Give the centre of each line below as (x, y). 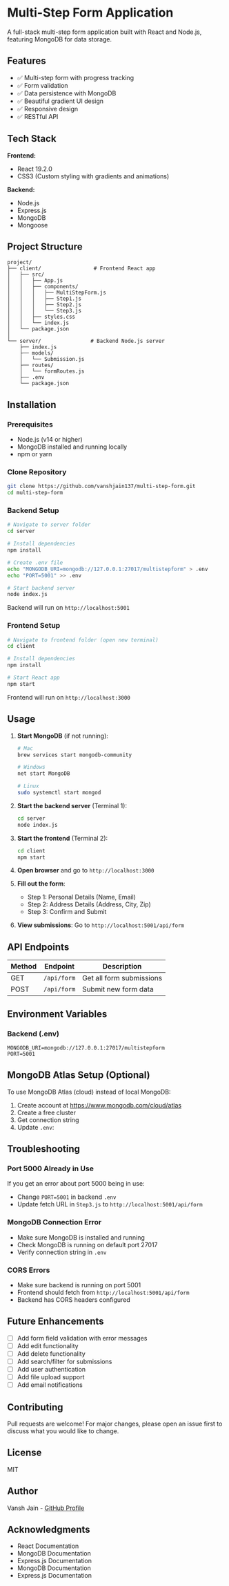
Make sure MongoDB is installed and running (81, 1237)
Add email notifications (50, 1385)
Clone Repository (37, 472)
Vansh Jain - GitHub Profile (46, 1508)
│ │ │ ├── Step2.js (44, 305)
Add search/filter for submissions (64, 1361)
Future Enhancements (56, 1322)
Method (24, 967)
